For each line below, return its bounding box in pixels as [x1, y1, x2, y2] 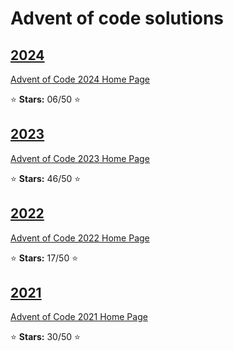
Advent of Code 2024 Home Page [10, 73, 151, 85]
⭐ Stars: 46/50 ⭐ [10, 172, 82, 184]
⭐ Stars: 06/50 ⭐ [10, 93, 81, 105]
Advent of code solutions [10, 7, 225, 30]
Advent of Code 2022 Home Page [10, 232, 150, 244]
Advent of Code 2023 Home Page [10, 152, 150, 164]
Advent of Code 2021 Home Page [10, 311, 148, 323]
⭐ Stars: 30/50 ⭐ [10, 331, 81, 343]
